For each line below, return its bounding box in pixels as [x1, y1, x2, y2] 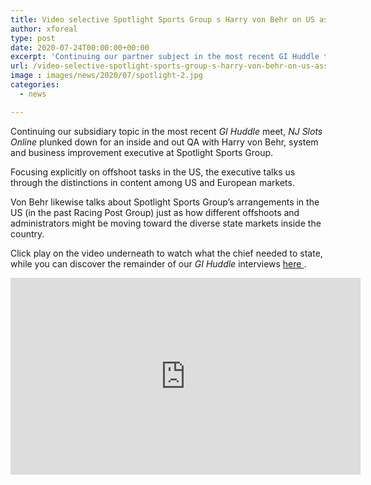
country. [10, 227, 45, 240]
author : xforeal [10, 24, 78, 34]
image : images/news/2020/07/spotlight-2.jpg [10, 71, 203, 81]
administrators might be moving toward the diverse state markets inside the [10, 217, 322, 229]
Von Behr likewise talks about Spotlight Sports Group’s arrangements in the [10, 196, 320, 208]
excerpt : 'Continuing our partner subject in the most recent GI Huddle [10, 52, 320, 62]
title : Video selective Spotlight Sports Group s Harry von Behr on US [10, 14, 315, 25]
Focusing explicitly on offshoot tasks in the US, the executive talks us [10, 166, 296, 178]
